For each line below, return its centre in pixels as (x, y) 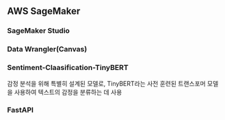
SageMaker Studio (39, 31)
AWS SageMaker (44, 11)
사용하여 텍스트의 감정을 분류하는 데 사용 (68, 92)
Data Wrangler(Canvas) (47, 49)
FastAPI (21, 110)
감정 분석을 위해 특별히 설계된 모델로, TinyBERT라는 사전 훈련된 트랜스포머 (107, 83)
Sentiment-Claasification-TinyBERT (68, 68)
